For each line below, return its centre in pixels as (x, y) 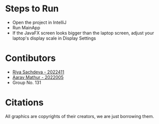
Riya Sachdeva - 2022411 (38, 72)
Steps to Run (32, 9)
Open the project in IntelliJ (39, 22)
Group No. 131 (27, 82)
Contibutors (31, 58)
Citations (24, 103)
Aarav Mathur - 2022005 (38, 77)
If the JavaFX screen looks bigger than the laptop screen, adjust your (83, 33)
